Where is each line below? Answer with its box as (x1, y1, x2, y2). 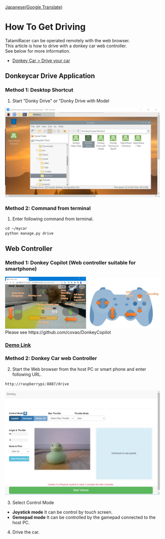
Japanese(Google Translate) (5, 4, 63, 10)
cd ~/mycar (5, 226, 27, 231)
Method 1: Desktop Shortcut (5, 87, 74, 93)
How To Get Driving (5, 22, 86, 32)
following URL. (12, 371, 42, 377)
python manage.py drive (5, 231, 54, 236)
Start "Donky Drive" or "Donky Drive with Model (12, 98, 110, 104)
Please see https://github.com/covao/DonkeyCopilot (5, 329, 111, 335)
